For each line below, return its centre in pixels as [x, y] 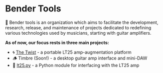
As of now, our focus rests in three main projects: [57, 42]
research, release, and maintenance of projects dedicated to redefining [78, 27]
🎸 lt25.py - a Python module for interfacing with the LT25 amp [76, 65]
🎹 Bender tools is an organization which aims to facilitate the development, [82, 22]
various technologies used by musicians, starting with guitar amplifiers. [78, 33]
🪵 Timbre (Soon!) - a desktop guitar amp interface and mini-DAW [80, 58]
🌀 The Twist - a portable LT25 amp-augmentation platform [72, 52]
